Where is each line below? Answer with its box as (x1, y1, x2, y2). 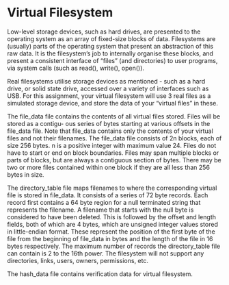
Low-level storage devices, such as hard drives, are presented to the (7, 27, 201, 36)
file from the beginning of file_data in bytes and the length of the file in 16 (7, 234, 213, 243)
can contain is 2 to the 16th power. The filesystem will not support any (7, 249, 204, 258)
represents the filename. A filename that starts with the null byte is (7, 206, 194, 214)
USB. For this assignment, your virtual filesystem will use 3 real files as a (7, 91, 211, 100)
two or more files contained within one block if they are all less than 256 (7, 163, 211, 171)
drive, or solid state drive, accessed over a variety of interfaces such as (7, 84, 209, 92)
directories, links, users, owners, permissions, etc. (7, 256, 149, 264)
